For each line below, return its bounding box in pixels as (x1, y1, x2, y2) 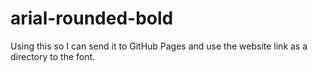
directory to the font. (10, 50, 96, 62)
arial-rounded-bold (10, 7, 174, 30)
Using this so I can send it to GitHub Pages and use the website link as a (10, 40, 308, 52)
